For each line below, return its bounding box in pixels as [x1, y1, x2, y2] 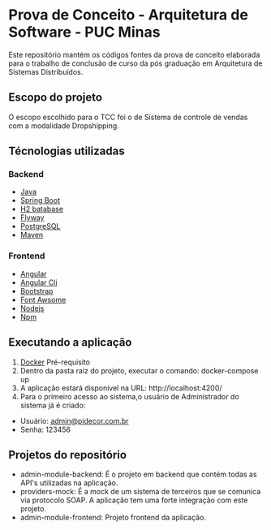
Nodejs [19, 303, 45, 313]
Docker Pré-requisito [19, 357, 91, 367]
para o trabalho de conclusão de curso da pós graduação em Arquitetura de [8, 58, 263, 68]
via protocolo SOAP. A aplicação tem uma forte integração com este [19, 495, 248, 505]
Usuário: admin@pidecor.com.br [19, 416, 129, 425]
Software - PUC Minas [8, 23, 161, 41]
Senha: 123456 [19, 424, 71, 434]
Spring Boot [19, 196, 61, 205]
